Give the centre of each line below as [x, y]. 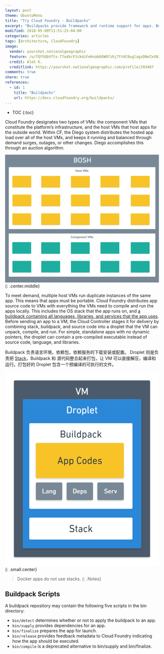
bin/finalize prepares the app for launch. [54, 631]
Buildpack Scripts [32, 594]
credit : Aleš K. [26, 62]
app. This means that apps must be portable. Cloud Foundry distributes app [81, 301]
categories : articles [27, 36]
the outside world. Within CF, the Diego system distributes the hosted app [79, 132]
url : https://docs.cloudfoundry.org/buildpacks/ [64, 98]
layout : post [18, 10]
